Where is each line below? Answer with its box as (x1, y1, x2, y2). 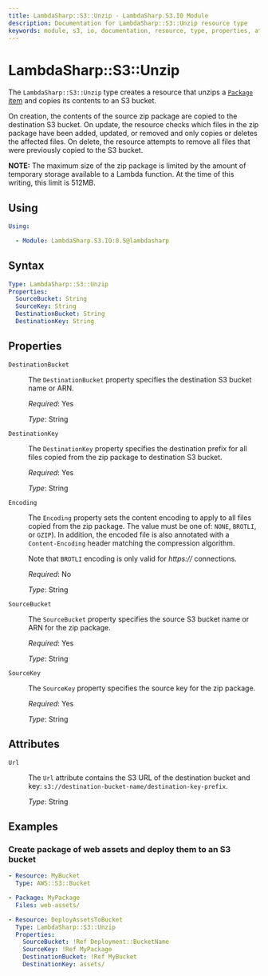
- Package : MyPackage (8, 894, 81, 902)
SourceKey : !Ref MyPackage (22, 946, 112, 954)
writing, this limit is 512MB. (8, 178, 96, 188)
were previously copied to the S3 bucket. (8, 146, 144, 155)
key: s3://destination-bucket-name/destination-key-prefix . (28, 781, 229, 790)
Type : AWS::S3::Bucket (15, 879, 91, 888)
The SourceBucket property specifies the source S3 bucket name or (28, 614, 250, 624)
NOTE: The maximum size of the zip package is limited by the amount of (8, 161, 246, 170)
